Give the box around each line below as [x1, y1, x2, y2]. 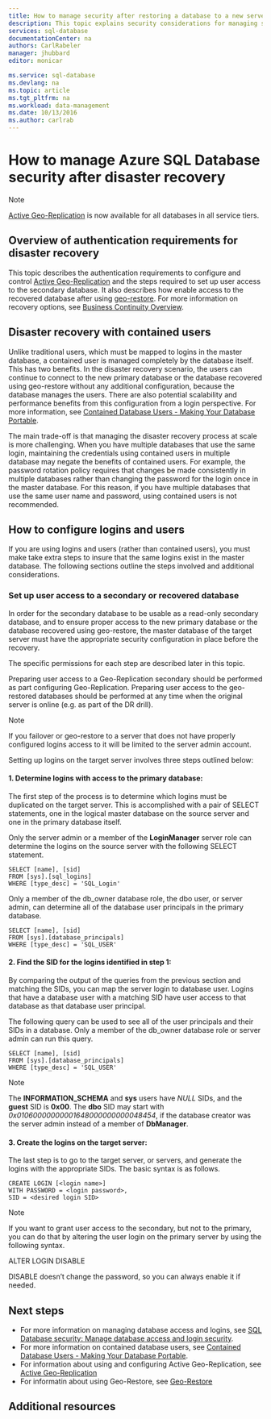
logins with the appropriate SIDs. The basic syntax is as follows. [8, 1164, 220, 1174]
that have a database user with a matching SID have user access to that [8, 992, 247, 1002]
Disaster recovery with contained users [8, 326, 211, 339]
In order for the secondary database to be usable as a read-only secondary [8, 608, 259, 618]
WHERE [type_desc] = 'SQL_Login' [8, 880, 121, 888]
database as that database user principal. [8, 1001, 147, 1011]
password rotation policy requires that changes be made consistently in [8, 465, 246, 475]
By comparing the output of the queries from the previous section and [8, 976, 241, 985]
